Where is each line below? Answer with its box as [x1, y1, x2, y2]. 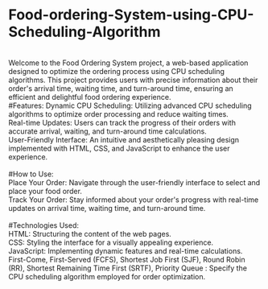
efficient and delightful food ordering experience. [8, 92, 171, 101]
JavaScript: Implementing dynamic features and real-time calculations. [8, 246, 243, 255]
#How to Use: [8, 169, 54, 179]
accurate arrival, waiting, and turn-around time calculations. [8, 126, 207, 136]
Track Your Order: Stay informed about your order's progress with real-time [8, 195, 259, 204]
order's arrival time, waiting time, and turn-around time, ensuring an [8, 83, 233, 93]
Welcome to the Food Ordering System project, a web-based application [8, 58, 249, 68]
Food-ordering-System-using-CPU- [8, 6, 254, 24]
